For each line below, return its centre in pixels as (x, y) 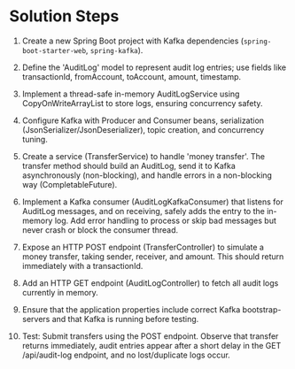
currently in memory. (60, 292)
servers (36, 319)
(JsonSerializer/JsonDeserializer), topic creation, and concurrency (143, 129)
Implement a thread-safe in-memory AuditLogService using (131, 94)
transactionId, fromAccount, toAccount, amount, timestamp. (132, 76)
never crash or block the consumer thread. (100, 230)
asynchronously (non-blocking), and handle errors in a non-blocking (147, 175)
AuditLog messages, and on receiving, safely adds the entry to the (144, 211)
